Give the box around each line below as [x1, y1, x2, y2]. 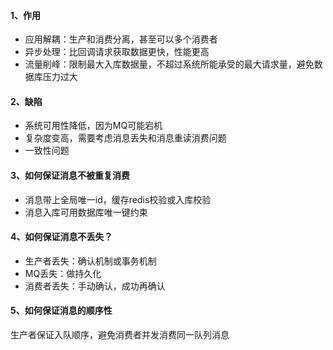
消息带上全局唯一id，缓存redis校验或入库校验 [24, 193, 212, 205]
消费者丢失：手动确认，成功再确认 [24, 280, 166, 292]
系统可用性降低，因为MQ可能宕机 [24, 120, 163, 132]
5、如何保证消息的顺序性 [10, 305, 113, 317]
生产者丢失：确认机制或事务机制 [24, 255, 157, 267]
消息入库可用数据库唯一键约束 [24, 206, 148, 218]
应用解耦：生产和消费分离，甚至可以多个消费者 [24, 33, 218, 45]
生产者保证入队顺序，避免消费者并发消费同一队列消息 [10, 329, 230, 341]
